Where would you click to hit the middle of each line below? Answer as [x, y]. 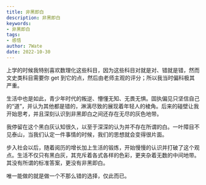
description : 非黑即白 [33, 18]
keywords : [19, 23]
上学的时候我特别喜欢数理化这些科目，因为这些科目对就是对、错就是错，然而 [103, 70]
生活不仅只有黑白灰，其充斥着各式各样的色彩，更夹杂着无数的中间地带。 [108, 155]
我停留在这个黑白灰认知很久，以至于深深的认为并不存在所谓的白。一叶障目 [100, 127]
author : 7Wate [25, 47]
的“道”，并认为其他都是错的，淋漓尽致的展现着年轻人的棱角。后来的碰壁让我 [103, 106]
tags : [13, 35]
